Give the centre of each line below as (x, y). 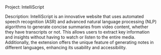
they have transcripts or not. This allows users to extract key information (77, 32)
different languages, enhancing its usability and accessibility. (66, 47)
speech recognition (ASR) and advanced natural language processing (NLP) (81, 22)
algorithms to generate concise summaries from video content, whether (77, 27)
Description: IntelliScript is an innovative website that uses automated (74, 16)
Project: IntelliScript (25, 7)
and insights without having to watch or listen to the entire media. (70, 37)
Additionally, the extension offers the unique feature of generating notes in (79, 42)
